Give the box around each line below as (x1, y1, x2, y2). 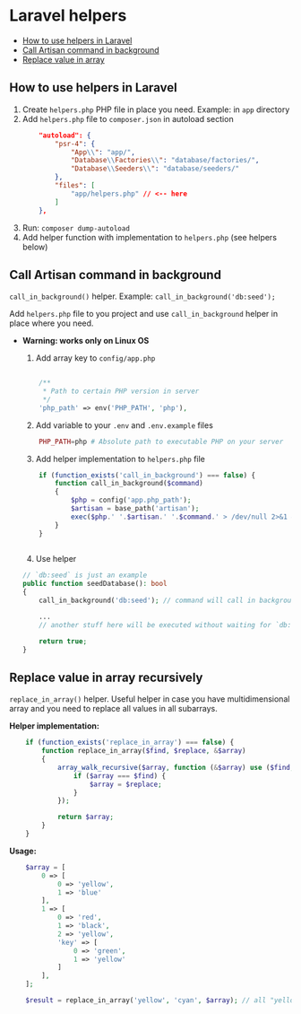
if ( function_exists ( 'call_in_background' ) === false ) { (39, 470, 256, 480)
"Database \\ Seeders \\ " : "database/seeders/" (70, 164, 240, 173)
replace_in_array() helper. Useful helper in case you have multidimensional (9, 694, 290, 704)
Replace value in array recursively (9, 669, 203, 685)
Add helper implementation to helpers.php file (35, 453, 206, 464)
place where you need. (9, 318, 94, 328)
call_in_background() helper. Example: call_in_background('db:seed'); (9, 291, 276, 302)
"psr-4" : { (55, 139, 96, 148)
